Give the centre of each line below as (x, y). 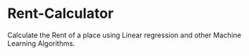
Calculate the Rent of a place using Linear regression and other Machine (124, 35)
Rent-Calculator (60, 14)
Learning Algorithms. (41, 43)
